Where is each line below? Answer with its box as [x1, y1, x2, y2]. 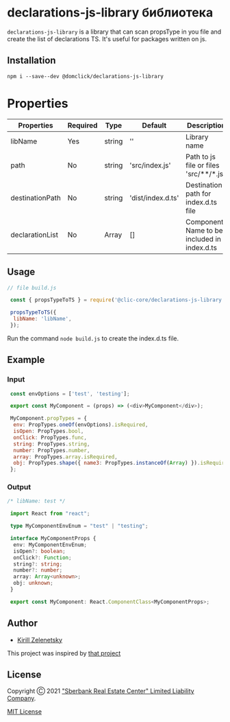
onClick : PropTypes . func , [13, 434, 88, 441]
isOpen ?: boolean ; [13, 548, 66, 555]
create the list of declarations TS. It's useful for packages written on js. [7, 34, 207, 43]
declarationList [10, 230, 58, 240]
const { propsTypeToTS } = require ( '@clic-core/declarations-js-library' [10, 296, 225, 303]
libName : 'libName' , [13, 316, 72, 323]
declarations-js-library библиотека [7, 5, 214, 21]
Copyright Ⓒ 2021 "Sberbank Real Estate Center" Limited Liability [7, 687, 194, 695]
